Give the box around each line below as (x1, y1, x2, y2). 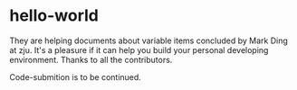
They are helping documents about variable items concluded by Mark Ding (9, 35, 288, 46)
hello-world (9, 5, 100, 26)
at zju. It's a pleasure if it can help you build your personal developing (9, 44, 269, 55)
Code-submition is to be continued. (9, 71, 142, 82)
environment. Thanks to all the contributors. (9, 54, 173, 65)
